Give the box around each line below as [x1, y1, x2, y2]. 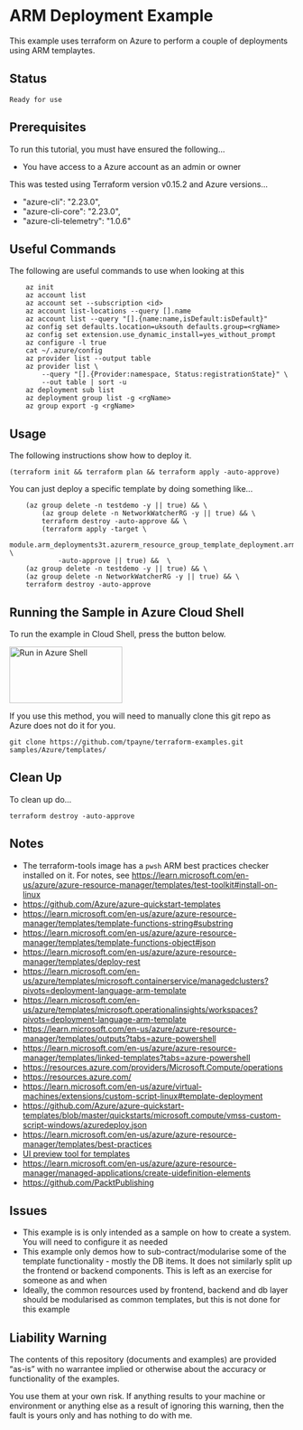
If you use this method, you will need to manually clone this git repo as [9, 710, 271, 721]
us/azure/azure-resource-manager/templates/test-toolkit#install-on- [22, 879, 278, 890]
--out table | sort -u [41, 378, 127, 387]
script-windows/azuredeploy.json [22, 1119, 147, 1130]
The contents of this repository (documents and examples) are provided [9, 1354, 277, 1365]
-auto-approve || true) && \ [57, 557, 171, 566]
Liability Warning [9, 1330, 107, 1345]
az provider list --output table [25, 354, 151, 363]
